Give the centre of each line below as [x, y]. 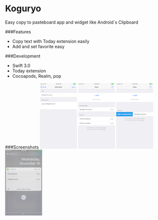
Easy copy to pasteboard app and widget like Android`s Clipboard [72, 22]
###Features [18, 31]
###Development [23, 56]
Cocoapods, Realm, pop [37, 76]
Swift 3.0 [21, 65]
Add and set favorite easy [38, 46]
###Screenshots [22, 147]
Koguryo [23, 9]
